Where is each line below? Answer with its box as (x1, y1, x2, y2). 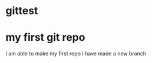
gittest (5, 4, 38, 17)
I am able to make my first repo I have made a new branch (5, 50, 147, 57)
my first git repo (5, 31, 85, 44)
